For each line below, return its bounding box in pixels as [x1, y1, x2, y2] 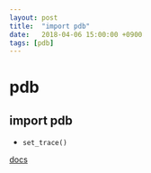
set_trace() [22, 139, 67, 148]
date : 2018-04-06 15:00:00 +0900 [9, 30, 143, 39]
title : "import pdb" [9, 22, 91, 31]
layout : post [9, 13, 58, 23]
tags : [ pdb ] [9, 38, 54, 48]
